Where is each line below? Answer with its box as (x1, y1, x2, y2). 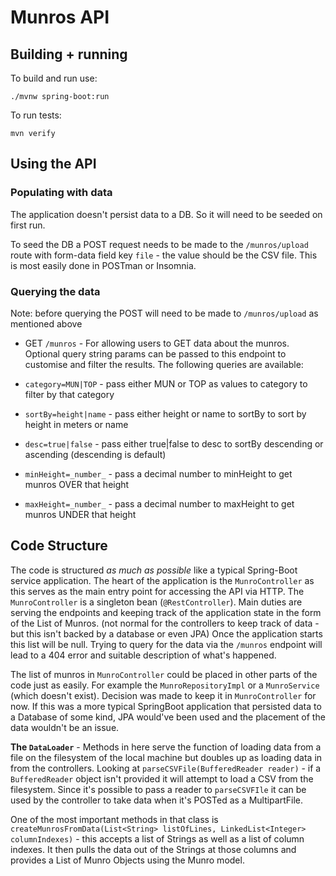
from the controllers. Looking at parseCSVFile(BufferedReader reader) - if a (10, 762, 322, 774)
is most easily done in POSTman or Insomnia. (10, 259, 197, 271)
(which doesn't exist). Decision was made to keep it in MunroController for (10, 689, 317, 701)
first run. (10, 219, 46, 231)
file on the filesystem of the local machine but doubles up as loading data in (10, 751, 323, 763)
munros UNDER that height (24, 508, 137, 520)
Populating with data (10, 186, 113, 200)
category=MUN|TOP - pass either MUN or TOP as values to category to (24, 377, 308, 390)
